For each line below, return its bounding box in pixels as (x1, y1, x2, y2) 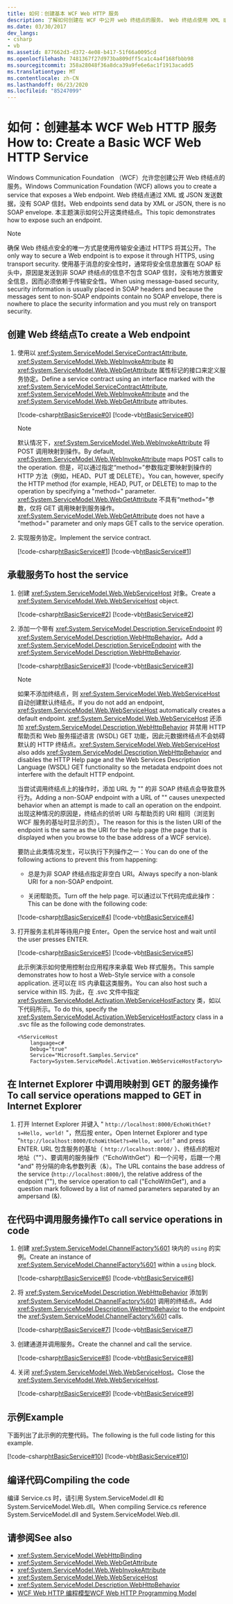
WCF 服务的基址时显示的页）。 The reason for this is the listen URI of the (17, 818, 222, 826)
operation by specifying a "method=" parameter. (17, 487, 156, 495)
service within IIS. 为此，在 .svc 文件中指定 (17, 987, 140, 996)
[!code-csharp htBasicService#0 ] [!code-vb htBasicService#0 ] (17, 410, 194, 419)
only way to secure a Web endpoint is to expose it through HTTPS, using (7, 251, 215, 260)
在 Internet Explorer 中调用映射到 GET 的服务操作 (7, 1079, 218, 1090)
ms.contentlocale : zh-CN (7, 74, 79, 82)
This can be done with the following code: (27, 900, 148, 908)
